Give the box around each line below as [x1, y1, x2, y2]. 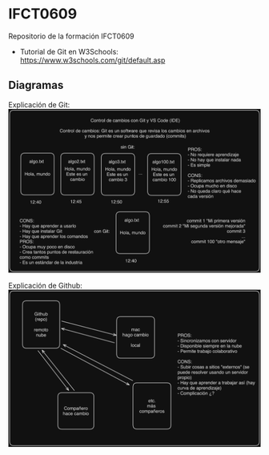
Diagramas [8, 79, 64, 92]
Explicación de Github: [8, 280, 82, 290]
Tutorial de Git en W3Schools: [19, 46, 118, 56]
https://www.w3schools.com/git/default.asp [19, 55, 166, 65]
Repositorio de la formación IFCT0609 [8, 31, 134, 41]
